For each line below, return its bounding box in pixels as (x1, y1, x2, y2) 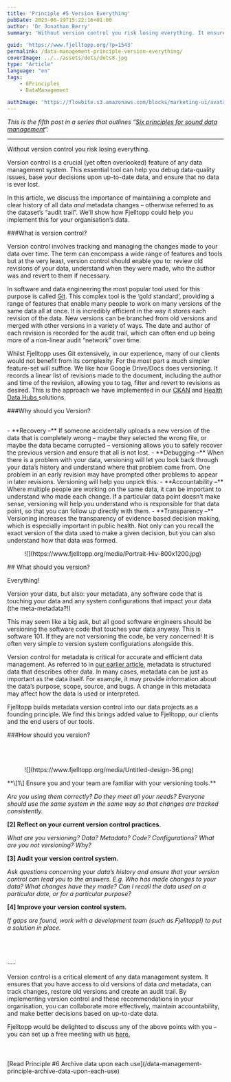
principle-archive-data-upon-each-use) (7, 1067, 120, 1075)
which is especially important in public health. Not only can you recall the (7, 521, 214, 530)
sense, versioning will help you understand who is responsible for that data (7, 500, 220, 508)
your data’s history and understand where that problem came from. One (7, 463, 211, 472)
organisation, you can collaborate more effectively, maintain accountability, (7, 1002, 220, 1010)
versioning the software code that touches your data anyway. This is (7, 625, 201, 634)
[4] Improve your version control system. (7, 903, 127, 911)
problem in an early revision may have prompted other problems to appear (7, 470, 218, 479)
